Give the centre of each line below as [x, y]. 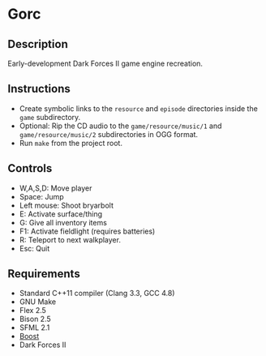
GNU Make [38, 302]
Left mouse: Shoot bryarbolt [66, 205]
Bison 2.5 [35, 319]
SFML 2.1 [34, 328]
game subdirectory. [50, 117]
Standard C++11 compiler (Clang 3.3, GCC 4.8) [97, 294]
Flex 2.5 [32, 311]
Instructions [39, 89]
